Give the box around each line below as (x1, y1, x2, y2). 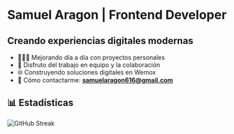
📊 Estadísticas (7, 97, 74, 109)
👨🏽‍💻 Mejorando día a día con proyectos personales (17, 53, 166, 61)
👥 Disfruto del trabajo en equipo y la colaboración (17, 61, 161, 69)
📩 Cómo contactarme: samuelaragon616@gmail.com (17, 76, 173, 84)
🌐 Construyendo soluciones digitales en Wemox (17, 68, 156, 76)
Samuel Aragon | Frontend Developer (7, 7, 227, 23)
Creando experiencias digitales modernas (7, 35, 193, 47)
